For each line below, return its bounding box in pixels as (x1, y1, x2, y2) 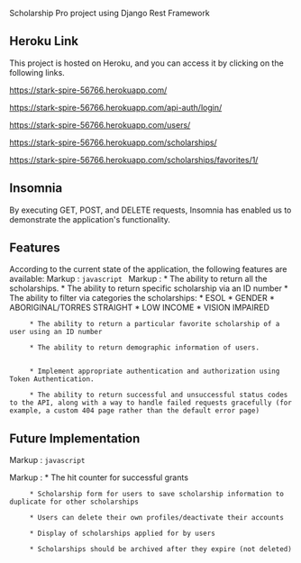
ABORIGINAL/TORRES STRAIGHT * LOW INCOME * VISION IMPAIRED (9, 302, 270, 313)
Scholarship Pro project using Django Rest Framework (9, 8, 210, 18)
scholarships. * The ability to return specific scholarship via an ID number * (9, 283, 288, 294)
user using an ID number (9, 328, 103, 337)
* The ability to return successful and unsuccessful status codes (29, 391, 288, 400)
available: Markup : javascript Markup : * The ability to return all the (9, 274, 268, 285)
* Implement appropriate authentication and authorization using (29, 367, 280, 377)
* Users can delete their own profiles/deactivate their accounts (29, 513, 284, 522)
